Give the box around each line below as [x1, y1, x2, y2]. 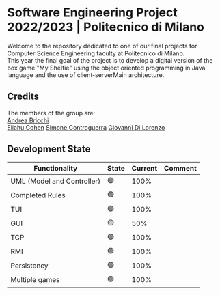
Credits [7, 91, 40, 102]
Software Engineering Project [7, 5, 178, 20]
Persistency [10, 261, 49, 270]
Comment [163, 163, 197, 173]
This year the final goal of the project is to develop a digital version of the [7, 56, 213, 64]
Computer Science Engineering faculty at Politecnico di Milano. [7, 49, 185, 57]
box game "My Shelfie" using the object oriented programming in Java [7, 64, 206, 72]
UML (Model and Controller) [10, 176, 101, 186]
